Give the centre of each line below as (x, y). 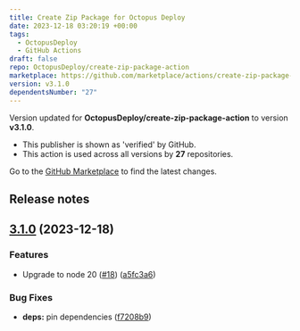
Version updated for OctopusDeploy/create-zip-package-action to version (149, 118)
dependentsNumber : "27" (54, 92)
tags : (19, 34)
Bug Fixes (31, 297)
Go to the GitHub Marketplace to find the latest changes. (113, 171)
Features (29, 255)
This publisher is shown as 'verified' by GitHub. (109, 145)
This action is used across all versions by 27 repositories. (128, 153)
